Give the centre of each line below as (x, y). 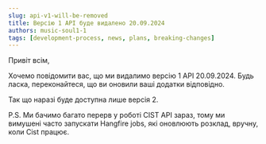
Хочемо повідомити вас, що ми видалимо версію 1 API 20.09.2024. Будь (131, 76)
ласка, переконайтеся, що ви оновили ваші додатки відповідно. (116, 84)
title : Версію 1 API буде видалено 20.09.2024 (87, 23)
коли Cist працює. (39, 132)
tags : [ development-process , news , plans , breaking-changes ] (112, 38)
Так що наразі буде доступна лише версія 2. (83, 99)
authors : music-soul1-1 (48, 30)
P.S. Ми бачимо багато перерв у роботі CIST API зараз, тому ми (117, 115)
